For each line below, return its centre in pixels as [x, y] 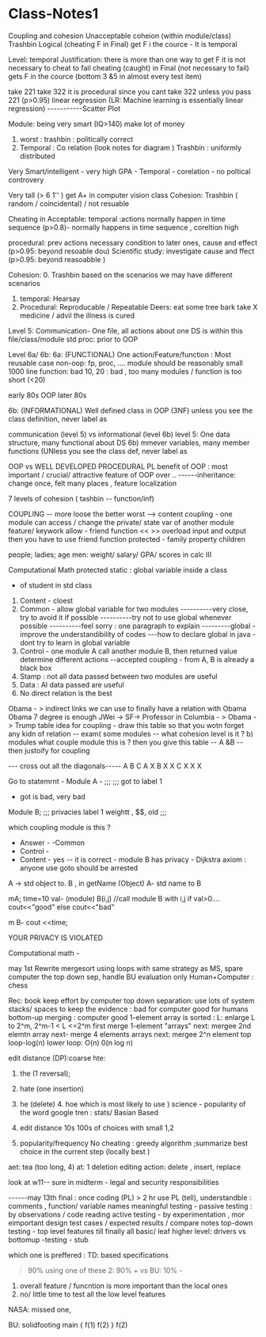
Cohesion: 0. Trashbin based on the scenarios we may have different [120, 275]
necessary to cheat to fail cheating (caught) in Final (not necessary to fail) [129, 67]
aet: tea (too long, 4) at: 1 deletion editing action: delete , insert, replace [125, 1167]
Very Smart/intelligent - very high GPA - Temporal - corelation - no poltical [129, 171]
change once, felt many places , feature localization [92, 483]
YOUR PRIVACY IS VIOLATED [56, 937]
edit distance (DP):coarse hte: [57, 1057]
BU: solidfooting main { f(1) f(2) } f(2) [68, 1324]
